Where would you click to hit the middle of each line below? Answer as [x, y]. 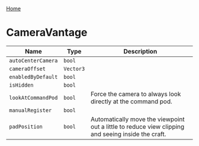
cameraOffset [28, 69]
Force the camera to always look [136, 94]
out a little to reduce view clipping [138, 126]
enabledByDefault [33, 77]
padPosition [26, 126]
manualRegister [31, 110]
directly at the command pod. [132, 101]
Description [140, 51]
